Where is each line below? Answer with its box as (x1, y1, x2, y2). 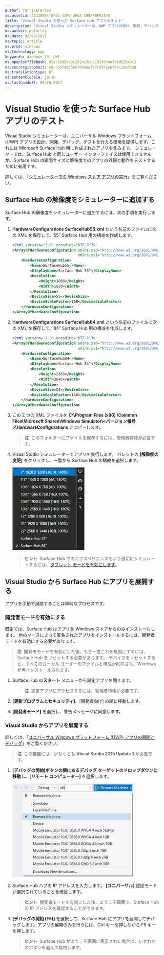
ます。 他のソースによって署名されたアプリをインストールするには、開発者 (5, 632, 155, 638)
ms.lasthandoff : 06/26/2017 (5, 80, 62, 85)
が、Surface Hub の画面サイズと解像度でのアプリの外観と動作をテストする (5, 157, 156, 163)
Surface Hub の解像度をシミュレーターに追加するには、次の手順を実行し (5, 210, 151, 215)
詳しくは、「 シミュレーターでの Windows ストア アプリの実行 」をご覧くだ (5, 174, 153, 180)
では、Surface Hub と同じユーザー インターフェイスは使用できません (13, 151, 152, 157)
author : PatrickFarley (5, 8, 51, 13)
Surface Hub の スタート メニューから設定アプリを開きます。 (12, 677, 134, 683)
